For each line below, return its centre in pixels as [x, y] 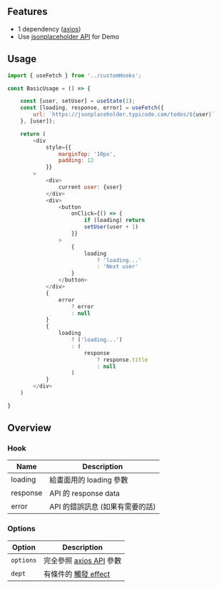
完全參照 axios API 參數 [83, 560]
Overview [30, 428]
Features [27, 12]
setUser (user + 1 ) [111, 227]
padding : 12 [76, 161]
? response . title [122, 360]
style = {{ [58, 147]
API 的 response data [84, 493]
